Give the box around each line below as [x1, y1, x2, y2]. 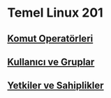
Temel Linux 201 [7, 5, 103, 21]
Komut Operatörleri [7, 33, 94, 44]
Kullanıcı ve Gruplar [7, 56, 95, 67]
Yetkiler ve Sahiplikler [7, 80, 104, 92]
